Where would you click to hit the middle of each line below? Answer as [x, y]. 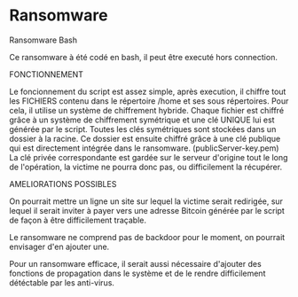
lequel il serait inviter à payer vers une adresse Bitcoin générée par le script [147, 210]
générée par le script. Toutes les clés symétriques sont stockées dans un [143, 129]
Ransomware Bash [43, 40]
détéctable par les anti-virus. [62, 282]
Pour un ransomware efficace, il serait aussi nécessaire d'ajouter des [135, 263]
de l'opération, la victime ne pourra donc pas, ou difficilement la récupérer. [145, 167]
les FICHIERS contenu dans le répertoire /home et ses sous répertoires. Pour [149, 101]
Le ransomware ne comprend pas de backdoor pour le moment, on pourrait [147, 237]
